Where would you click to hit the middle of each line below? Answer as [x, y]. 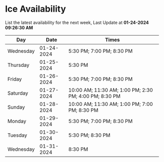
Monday [17, 121]
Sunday [16, 107]
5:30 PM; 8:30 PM [89, 135]
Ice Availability [35, 9]
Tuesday [17, 135]
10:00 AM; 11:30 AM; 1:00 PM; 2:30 [111, 90]
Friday [15, 79]
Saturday [18, 93]
